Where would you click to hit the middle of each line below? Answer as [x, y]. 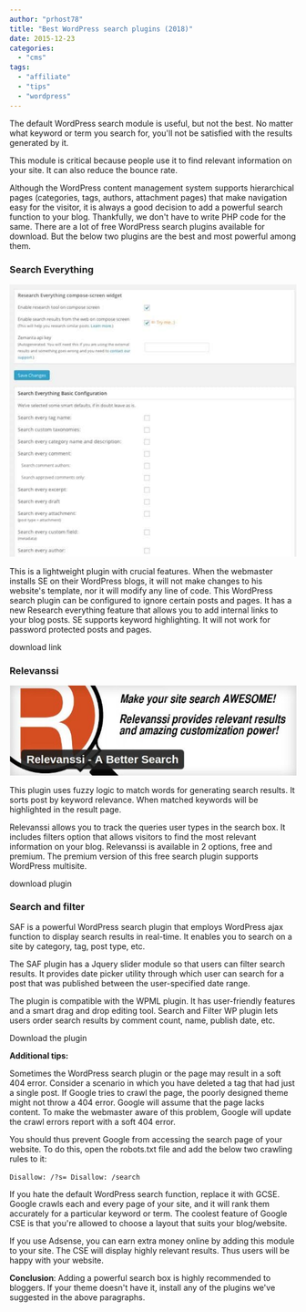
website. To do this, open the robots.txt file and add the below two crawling [151, 1149]
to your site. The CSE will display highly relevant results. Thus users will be [149, 1250]
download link [36, 647]
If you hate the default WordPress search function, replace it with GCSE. [145, 1193]
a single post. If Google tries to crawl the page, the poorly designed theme [149, 1092]
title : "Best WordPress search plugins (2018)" [102, 29]
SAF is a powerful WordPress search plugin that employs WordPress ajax [147, 926]
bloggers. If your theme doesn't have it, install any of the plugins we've [143, 1287]
